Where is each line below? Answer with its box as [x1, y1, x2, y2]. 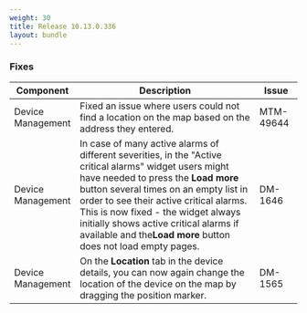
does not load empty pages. [79, 239, 200, 252]
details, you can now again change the [79, 266, 245, 278]
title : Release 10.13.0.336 [9, 22, 117, 31]
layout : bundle [9, 30, 68, 39]
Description [139, 84, 192, 97]
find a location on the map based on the [79, 110, 250, 123]
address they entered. [79, 122, 175, 135]
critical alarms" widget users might [79, 160, 229, 172]
